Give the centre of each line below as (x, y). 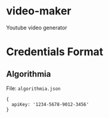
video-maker (39, 11)
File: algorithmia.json (33, 88)
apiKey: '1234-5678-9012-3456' (50, 104)
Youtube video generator (37, 28)
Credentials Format (55, 52)
